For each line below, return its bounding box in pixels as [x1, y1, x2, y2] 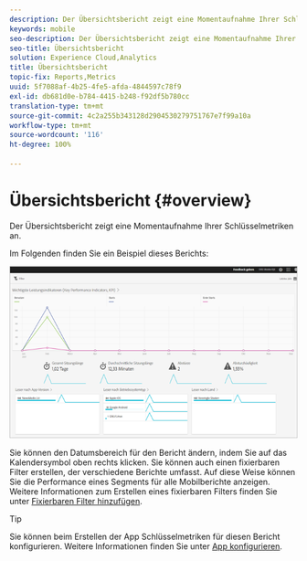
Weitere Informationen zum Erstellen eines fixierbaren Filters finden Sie [9, 485, 278, 497]
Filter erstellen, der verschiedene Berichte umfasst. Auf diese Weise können [9, 466, 296, 477]
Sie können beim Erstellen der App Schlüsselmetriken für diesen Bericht [9, 531, 281, 542]
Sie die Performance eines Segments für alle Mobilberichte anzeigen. [9, 476, 271, 487]
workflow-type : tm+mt [9, 121, 92, 130]
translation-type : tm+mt [9, 101, 104, 111]
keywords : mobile [9, 24, 76, 34]
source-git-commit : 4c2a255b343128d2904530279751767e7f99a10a [9, 111, 251, 121]
